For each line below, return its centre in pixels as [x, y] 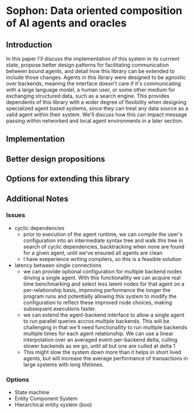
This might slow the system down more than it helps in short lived [102, 352]
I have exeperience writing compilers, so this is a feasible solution [102, 259]
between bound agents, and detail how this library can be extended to [91, 71]
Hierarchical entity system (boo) [53, 405]
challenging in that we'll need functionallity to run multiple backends [105, 327]
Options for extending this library [68, 179]
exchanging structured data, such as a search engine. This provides [88, 96]
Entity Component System [46, 399]
